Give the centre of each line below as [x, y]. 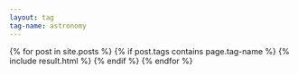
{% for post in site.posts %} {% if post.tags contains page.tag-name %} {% [150, 51]
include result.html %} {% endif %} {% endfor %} [101, 61]
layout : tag [32, 17]
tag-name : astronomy [48, 26]
